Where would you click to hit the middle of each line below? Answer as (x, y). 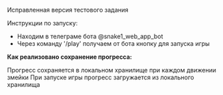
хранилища (24, 84)
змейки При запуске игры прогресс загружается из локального (101, 77)
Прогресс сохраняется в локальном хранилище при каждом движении (112, 70)
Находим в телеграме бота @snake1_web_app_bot (90, 36)
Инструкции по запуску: (42, 23)
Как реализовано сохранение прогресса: (69, 57)
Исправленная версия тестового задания (68, 10)
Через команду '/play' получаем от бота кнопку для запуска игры (113, 43)
